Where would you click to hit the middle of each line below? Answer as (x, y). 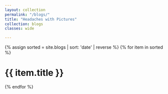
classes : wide (20, 29)
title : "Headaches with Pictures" (41, 19)
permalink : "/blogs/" (27, 15)
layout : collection (25, 10)
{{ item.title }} (34, 73)
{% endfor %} (19, 87)
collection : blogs (24, 24)
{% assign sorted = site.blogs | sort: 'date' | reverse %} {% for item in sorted (84, 47)
